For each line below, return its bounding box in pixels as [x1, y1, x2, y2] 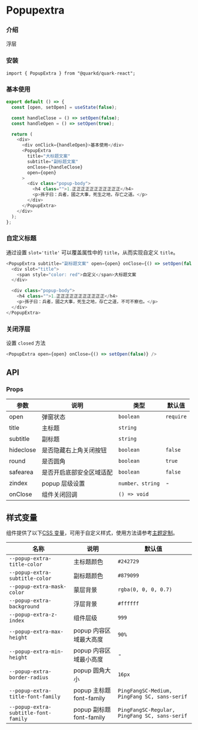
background [9, 604, 39, 610]
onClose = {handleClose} [27, 164, 83, 170]
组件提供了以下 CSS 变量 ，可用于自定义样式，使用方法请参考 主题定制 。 [6, 530, 179, 537]
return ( [11, 131, 33, 137]
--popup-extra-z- [9, 611, 58, 618]
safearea [9, 468, 34, 476]
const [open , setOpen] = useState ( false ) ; [11, 104, 117, 110]
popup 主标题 [73, 686, 111, 695]
